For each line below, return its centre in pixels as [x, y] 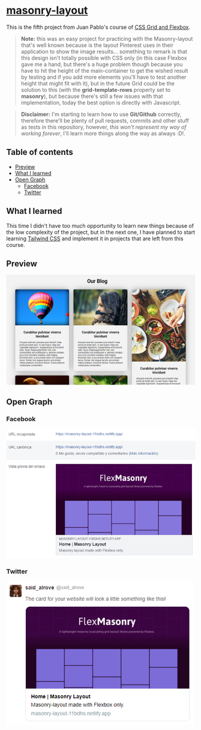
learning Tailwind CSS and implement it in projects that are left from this [95, 239]
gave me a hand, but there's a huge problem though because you [102, 64]
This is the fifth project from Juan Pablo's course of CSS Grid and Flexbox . [98, 27]
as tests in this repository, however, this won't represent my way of [104, 127]
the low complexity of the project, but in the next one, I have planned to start [101, 232]
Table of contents [40, 152]
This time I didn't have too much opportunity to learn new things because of [100, 225]
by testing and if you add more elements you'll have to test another [103, 77]
